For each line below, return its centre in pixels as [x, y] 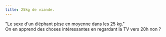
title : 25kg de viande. [30, 10]
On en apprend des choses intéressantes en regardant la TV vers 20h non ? [83, 29]
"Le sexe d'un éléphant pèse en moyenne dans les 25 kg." [65, 24]
